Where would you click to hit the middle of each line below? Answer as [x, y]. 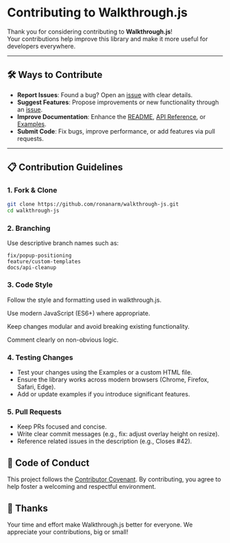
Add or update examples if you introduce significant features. [103, 394]
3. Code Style [30, 285]
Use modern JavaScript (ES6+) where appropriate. [79, 313]
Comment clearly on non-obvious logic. [63, 340]
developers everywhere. [41, 46]
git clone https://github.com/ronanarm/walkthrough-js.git [93, 204]
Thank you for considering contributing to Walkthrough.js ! [90, 31]
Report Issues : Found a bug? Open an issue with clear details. [105, 94]
